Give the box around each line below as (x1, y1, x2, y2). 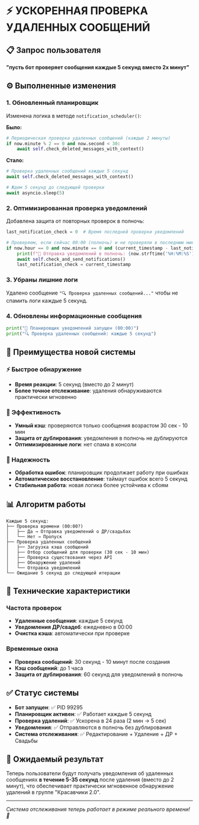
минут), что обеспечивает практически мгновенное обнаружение (6, 782, 174, 789)
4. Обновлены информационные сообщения (6, 312, 142, 320)
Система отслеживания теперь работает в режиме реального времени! (6, 806, 191, 813)
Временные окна (6, 645, 59, 653)
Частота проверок (6, 604, 62, 612)
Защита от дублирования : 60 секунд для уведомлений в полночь (14, 670, 184, 678)
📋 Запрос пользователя (6, 45, 101, 55)
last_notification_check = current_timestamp (17, 261, 131, 268)
